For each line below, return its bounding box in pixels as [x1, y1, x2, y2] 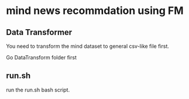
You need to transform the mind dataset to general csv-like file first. [6, 43, 170, 49]
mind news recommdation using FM [6, 4, 184, 17]
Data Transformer [6, 27, 73, 37]
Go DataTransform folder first [6, 54, 77, 61]
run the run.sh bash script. [6, 86, 70, 93]
